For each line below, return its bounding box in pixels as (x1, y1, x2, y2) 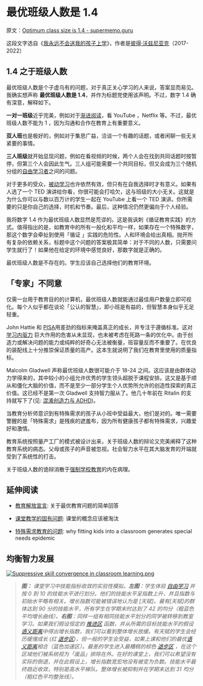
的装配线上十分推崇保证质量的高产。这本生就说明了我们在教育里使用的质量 (6, 346, 192, 354)
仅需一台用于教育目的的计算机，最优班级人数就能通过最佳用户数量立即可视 (6, 296, 192, 303)
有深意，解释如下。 (6, 99, 54, 106)
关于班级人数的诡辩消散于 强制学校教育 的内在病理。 (6, 465, 134, 473)
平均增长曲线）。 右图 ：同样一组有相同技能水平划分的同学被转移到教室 (21, 613, 193, 620)
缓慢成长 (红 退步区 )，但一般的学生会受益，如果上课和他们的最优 (26, 635, 187, 642)
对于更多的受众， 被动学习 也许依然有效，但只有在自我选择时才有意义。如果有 (6, 180, 197, 187)
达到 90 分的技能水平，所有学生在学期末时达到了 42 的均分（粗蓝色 (26, 605, 195, 612)
